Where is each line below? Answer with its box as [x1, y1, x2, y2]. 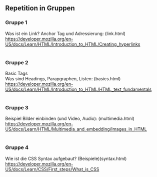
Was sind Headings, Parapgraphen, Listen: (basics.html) [5, 75, 121, 82]
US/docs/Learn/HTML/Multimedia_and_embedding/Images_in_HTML [5, 126, 147, 132]
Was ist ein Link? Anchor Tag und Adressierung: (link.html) [5, 30, 126, 37]
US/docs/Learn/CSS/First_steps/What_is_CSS [5, 166, 99, 172]
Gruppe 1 [5, 19, 27, 26]
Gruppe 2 [5, 59, 28, 66]
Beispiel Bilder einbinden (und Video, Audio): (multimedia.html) [5, 115, 135, 122]
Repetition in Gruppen [5, 4, 75, 13]
